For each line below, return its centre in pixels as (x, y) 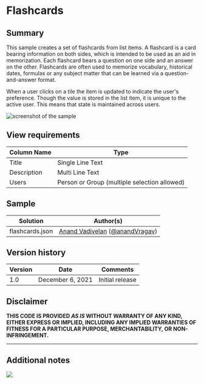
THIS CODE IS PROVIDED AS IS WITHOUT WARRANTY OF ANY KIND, (94, 316)
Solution (31, 221)
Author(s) (108, 221)
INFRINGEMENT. (28, 335)
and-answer (22, 80)
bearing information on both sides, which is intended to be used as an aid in (101, 54)
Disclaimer (27, 301)
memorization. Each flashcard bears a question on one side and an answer (100, 60)
